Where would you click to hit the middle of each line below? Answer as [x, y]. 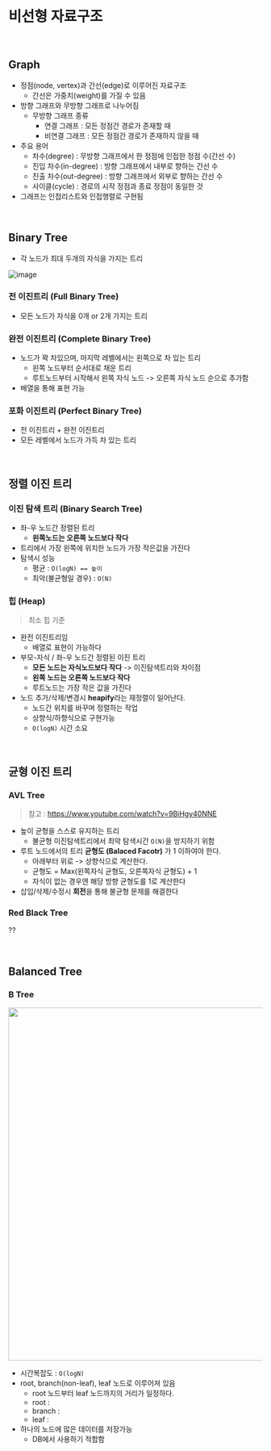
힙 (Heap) [27, 601]
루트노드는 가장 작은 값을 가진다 [81, 688]
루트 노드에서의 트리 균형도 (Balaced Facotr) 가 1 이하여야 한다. [121, 851]
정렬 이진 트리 [40, 484]
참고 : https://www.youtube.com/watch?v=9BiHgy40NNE [123, 814]
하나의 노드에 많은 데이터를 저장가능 [76, 1429]
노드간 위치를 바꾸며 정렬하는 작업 [85, 708]
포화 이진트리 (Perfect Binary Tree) [75, 411]
